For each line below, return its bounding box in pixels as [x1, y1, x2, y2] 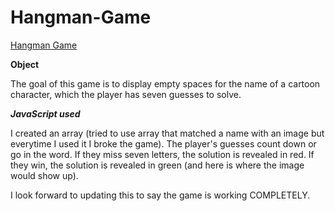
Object [10, 58, 40, 70]
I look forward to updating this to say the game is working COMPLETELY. [10, 189, 311, 201]
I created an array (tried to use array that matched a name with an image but [10, 127, 325, 139]
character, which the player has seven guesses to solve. [10, 88, 242, 100]
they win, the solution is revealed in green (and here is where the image [10, 159, 305, 171]
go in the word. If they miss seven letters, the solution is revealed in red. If [10, 148, 315, 160]
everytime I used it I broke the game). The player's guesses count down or [10, 137, 317, 150]
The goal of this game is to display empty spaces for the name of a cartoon [10, 77, 321, 90]
